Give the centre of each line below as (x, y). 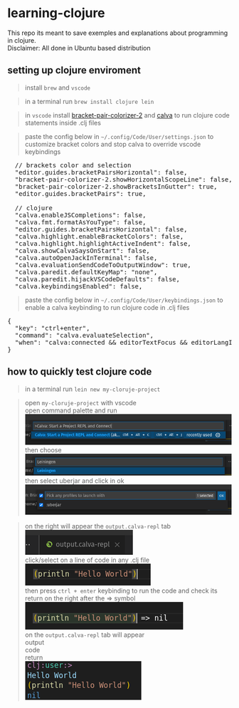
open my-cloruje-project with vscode (80, 402)
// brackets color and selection (73, 165)
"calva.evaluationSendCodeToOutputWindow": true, (103, 265)
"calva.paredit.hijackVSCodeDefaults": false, (97, 279)
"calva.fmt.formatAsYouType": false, (80, 222)
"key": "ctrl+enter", (52, 328)
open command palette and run (71, 410)
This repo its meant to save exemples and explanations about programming (118, 33)
